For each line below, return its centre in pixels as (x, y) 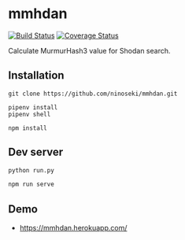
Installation (36, 76)
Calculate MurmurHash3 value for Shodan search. (89, 50)
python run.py (31, 170)
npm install (28, 128)
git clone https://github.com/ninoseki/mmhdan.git (93, 94)
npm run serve (31, 185)
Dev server (36, 152)
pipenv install (33, 107)
